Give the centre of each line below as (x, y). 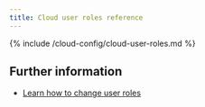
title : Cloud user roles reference (76, 18)
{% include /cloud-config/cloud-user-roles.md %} (102, 43)
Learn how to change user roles (82, 93)
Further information (66, 71)
